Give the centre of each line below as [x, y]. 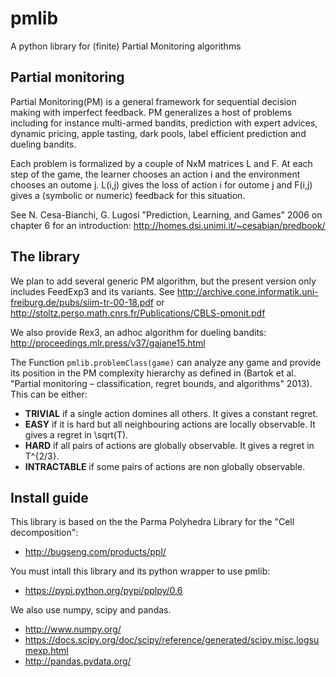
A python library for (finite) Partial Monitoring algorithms [126, 46]
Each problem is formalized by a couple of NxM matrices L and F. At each [161, 163]
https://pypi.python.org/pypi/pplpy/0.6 [103, 591]
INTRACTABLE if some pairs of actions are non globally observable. [165, 466]
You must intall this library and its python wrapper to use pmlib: [140, 571]
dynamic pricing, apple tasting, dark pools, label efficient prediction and [158, 133]
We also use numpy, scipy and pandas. [91, 610]
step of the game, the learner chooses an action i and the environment [155, 174]
